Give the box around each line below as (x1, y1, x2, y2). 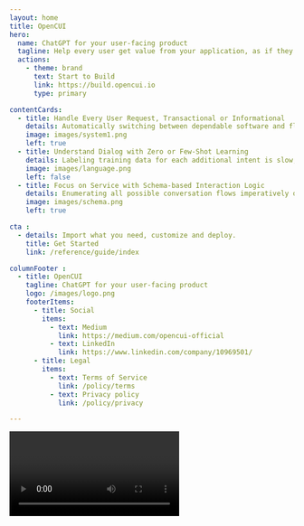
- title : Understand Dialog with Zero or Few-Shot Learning (17, 147, 249, 156)
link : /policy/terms (57, 381, 136, 390)
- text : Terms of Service (49, 372, 147, 382)
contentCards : (9, 105, 63, 114)
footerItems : (25, 297, 75, 306)
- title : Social (33, 305, 95, 315)
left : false (25, 173, 71, 182)
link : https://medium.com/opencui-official (57, 331, 224, 340)
